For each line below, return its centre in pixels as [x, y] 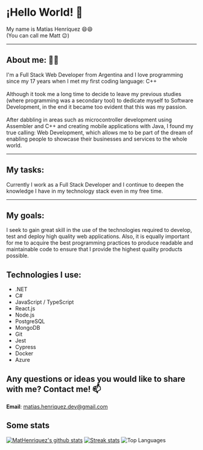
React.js [25, 309]
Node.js [25, 315]
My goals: [25, 215]
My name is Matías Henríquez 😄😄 [50, 29]
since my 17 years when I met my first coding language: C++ [82, 81]
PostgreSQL [30, 321]
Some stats [28, 426]
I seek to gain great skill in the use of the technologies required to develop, [99, 230]
